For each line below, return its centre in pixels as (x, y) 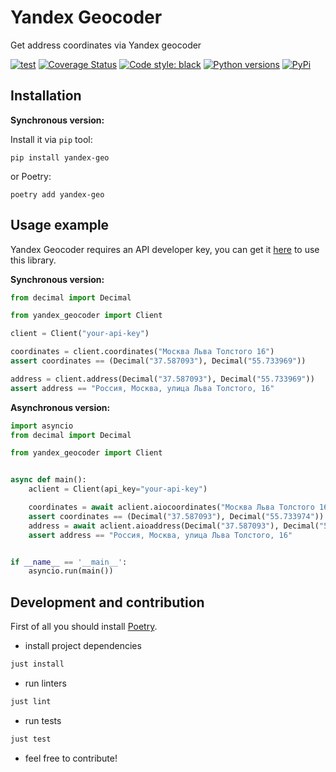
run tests (43, 720)
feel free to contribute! (71, 758)
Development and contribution (107, 602)
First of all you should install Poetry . (84, 627)
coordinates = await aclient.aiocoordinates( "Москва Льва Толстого (171, 507)
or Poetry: (31, 176)
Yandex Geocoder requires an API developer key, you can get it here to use (165, 249)
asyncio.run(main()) (71, 571)
